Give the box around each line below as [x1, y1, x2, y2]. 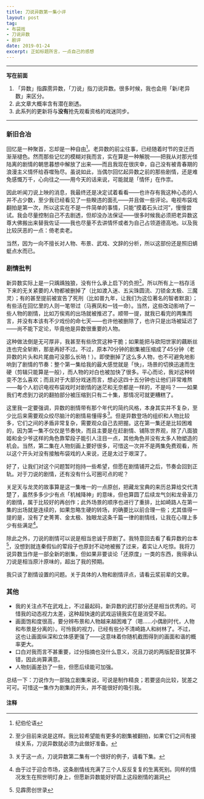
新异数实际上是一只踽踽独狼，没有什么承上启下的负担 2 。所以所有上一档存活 [6, 278, 195, 286]
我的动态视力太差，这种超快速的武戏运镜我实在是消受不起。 [20, 610, 170, 617]
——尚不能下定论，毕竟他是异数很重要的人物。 [6, 325, 123, 332]
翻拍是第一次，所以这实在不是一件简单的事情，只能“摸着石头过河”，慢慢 [6, 203, 187, 211]
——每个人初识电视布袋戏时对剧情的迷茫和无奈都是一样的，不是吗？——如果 [6, 383, 198, 390]
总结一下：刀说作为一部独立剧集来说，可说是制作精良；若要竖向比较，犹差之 [6, 676, 198, 683]
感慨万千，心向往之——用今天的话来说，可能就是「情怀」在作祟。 [11, 175, 177, 183]
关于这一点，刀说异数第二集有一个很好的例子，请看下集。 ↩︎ [15, 753, 165, 760]
